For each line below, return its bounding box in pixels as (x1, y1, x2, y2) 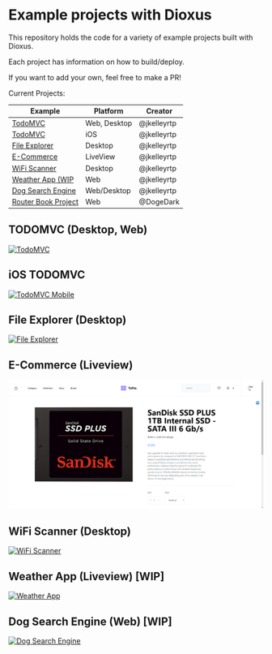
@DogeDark (138, 197, 181, 207)
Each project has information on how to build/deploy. (8, 57, 185, 67)
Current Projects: (8, 88, 66, 98)
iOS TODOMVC (8, 268, 86, 282)
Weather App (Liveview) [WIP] (8, 570, 164, 583)
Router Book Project (11, 197, 79, 207)
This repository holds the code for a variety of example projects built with (8, 32, 253, 42)
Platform (94, 106, 124, 116)
